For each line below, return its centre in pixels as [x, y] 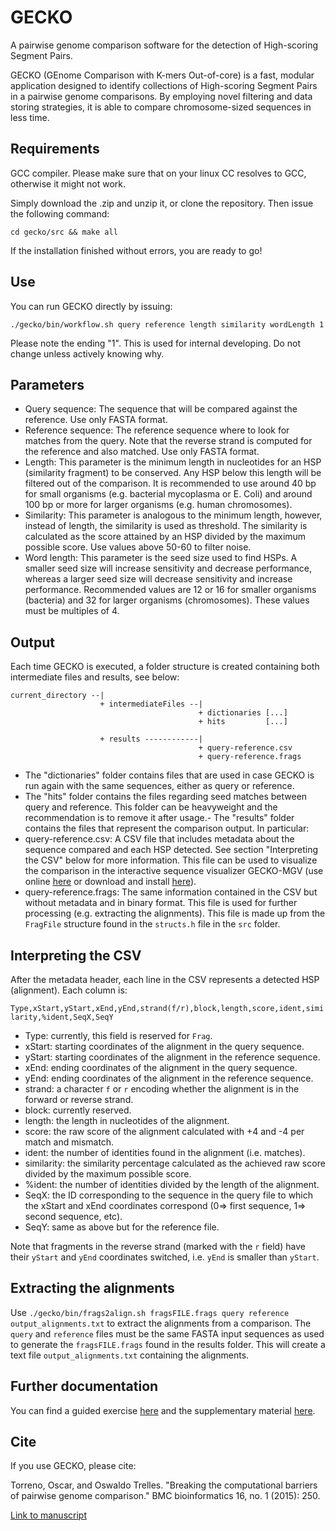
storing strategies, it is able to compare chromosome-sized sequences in [161, 107]
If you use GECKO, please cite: [73, 1466]
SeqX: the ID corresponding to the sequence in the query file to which [169, 1195]
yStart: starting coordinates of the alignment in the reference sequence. [172, 1057]
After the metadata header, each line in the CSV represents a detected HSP [165, 979]
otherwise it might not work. [68, 183]
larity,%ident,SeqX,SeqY [62, 1017]
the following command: [60, 213]
